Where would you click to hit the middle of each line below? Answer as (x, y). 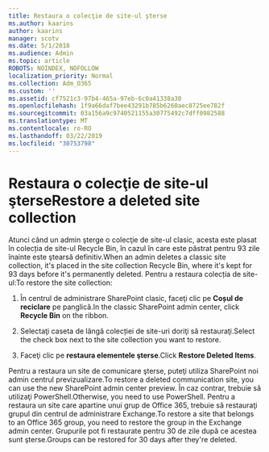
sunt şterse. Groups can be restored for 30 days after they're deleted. (123, 440)
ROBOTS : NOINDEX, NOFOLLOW (54, 69)
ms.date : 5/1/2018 (39, 46)
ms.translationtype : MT (48, 121)
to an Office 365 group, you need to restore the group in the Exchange (125, 423)
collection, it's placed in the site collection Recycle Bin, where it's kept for (130, 266)
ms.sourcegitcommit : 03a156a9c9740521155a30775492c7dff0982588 (117, 114)
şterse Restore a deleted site (104, 201)
